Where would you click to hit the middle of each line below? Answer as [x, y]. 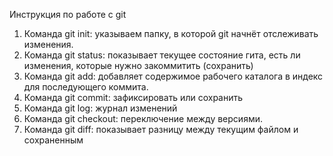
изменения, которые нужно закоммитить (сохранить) [138, 65]
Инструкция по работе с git [68, 14]
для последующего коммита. [86, 87]
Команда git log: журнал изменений [100, 108]
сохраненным [53, 140]
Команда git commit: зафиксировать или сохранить [133, 97]
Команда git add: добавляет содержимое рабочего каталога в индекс [173, 76]
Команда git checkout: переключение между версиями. [143, 118]
